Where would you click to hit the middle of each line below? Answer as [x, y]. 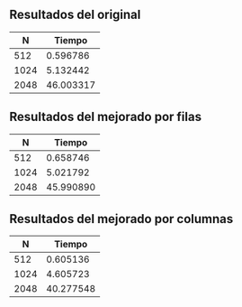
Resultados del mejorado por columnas [121, 219]
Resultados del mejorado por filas [106, 117]
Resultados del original [75, 15]
